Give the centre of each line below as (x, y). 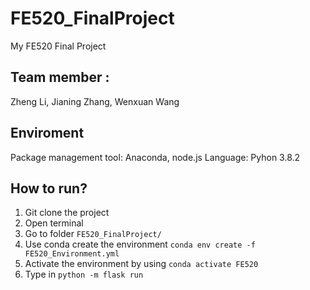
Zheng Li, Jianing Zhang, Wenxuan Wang (95, 101)
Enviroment (47, 133)
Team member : (60, 77)
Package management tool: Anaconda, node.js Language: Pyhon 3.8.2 (155, 157)
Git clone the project (67, 213)
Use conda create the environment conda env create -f (140, 244)
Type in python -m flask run (84, 274)
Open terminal (54, 223)
